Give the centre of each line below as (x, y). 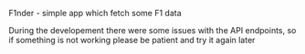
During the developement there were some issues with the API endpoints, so (152, 30)
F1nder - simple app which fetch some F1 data (95, 13)
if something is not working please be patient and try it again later (132, 40)
